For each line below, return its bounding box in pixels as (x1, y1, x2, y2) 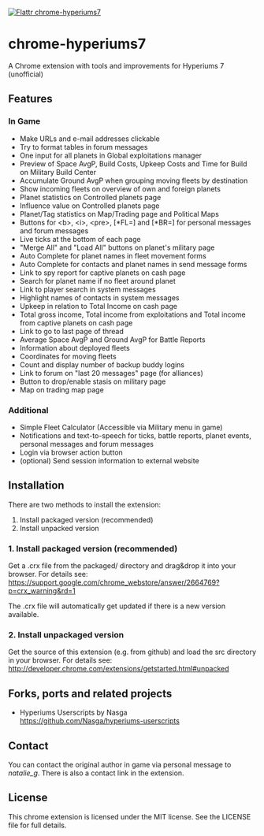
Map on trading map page (19, 385, 104, 394)
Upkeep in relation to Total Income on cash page (19, 301, 177, 310)
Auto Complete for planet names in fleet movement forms (19, 251, 206, 260)
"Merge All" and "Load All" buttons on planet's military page (19, 243, 215, 252)
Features (8, 92, 53, 106)
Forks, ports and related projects (8, 686, 173, 700)
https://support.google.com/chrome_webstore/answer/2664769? (8, 578, 220, 587)
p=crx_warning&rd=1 (8, 586, 76, 596)
